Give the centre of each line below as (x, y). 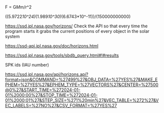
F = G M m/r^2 (18, 7)
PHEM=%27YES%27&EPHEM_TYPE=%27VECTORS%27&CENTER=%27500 (82, 85)
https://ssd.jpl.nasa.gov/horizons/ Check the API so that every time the (76, 26)
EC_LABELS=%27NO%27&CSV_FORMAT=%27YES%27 (61, 105)
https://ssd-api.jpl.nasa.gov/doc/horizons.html (52, 46)
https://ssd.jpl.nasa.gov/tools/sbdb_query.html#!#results (62, 55)
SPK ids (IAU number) (27, 65)
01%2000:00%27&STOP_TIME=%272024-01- (51, 95)
